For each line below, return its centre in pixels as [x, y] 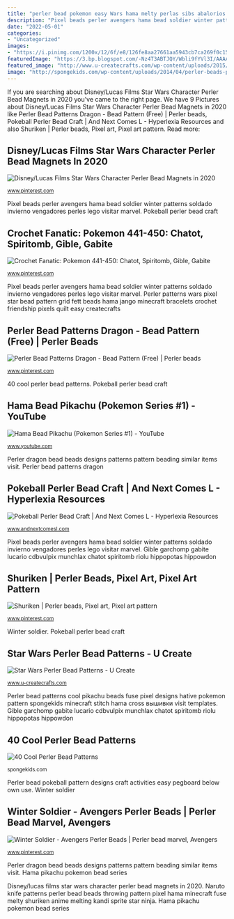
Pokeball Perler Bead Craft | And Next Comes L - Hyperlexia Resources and [116, 121]
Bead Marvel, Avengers [59, 823]
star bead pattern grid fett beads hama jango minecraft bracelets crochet [112, 301]
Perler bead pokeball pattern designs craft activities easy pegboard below [114, 783]
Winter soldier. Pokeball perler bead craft [66, 631]
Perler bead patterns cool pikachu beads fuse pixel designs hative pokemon [116, 696]
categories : [24, 33]
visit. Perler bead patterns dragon [55, 466]
